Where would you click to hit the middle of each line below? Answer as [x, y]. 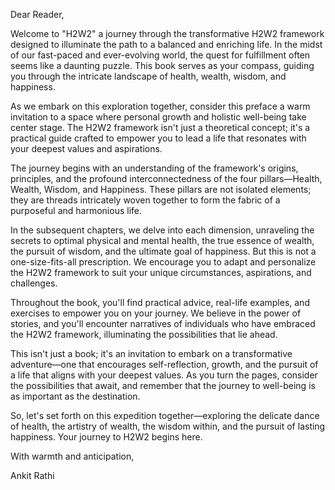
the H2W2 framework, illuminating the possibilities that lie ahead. [144, 334]
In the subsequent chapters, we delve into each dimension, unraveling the [162, 230]
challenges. [34, 283]
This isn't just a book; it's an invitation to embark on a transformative [151, 353]
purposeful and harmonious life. [76, 210]
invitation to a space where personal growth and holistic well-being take [158, 117]
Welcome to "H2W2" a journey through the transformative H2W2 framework [167, 33]
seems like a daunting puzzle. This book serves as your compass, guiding [162, 65]
